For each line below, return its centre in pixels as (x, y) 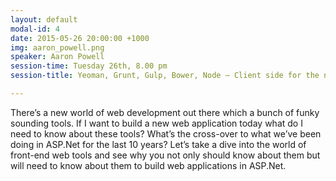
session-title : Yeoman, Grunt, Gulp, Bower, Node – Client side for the (165, 76)
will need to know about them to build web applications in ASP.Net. (148, 165)
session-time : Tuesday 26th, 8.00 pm (89, 66)
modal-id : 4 (35, 29)
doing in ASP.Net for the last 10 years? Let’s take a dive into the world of (158, 144)
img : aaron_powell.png (57, 47)
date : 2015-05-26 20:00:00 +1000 (80, 38)
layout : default (44, 19)
